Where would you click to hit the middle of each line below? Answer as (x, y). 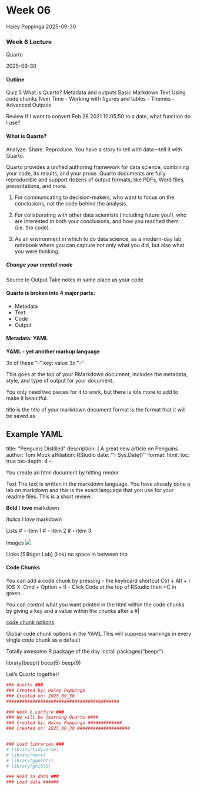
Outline (15, 79)
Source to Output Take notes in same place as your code (75, 280)
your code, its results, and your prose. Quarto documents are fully (86, 173)
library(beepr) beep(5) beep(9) (44, 663)
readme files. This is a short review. (49, 496)
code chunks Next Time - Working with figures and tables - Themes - (90, 99)
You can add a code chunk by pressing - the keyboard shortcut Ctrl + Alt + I (98, 581)
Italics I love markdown (34, 519)
